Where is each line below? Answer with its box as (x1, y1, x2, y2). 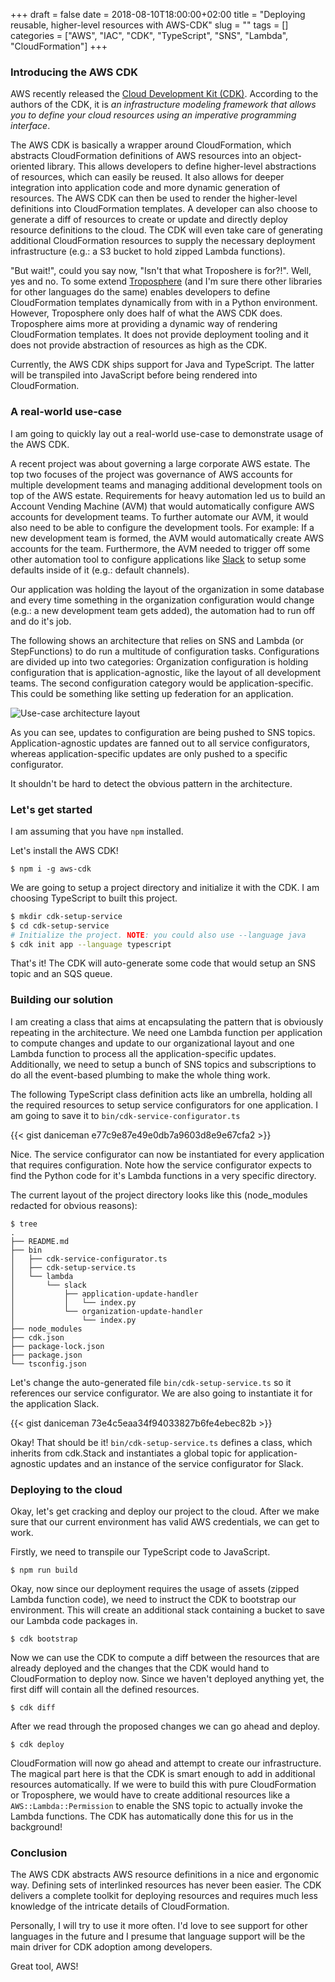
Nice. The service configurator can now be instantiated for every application (10, 1148, 325, 1160)
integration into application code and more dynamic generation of (10, 182, 281, 194)
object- (271, 150, 303, 162)
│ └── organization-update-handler (10, 1306, 203, 1316)
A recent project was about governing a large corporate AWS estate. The (10, 457, 311, 469)
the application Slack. (10, 1397, 100, 1409)
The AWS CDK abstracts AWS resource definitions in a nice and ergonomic (10, 1869, 320, 1881)
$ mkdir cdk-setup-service (10, 911, 123, 921)
